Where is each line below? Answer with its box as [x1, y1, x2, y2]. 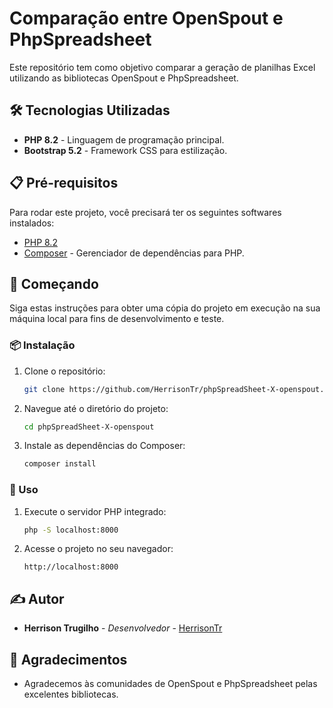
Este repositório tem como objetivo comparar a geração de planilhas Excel [9, 61, 316, 73]
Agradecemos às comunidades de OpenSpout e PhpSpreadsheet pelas [23, 678, 318, 690]
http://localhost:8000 [23, 562, 119, 572]
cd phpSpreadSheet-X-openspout [23, 422, 155, 432]
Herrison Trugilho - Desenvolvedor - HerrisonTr [23, 622, 223, 634]
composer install [23, 459, 97, 469]
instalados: [9, 217, 55, 229]
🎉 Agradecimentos [9, 651, 128, 668]
